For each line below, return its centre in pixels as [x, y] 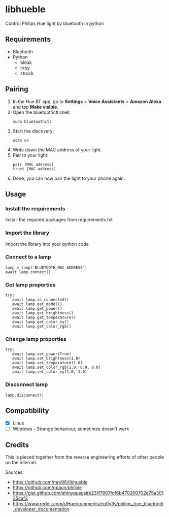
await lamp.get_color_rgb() [42, 327]
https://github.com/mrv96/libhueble [50, 482]
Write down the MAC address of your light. [57, 150]
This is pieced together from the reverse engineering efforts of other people [84, 457]
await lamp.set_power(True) [42, 354]
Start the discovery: [33, 131]
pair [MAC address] [33, 164]
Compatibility [27, 411]
